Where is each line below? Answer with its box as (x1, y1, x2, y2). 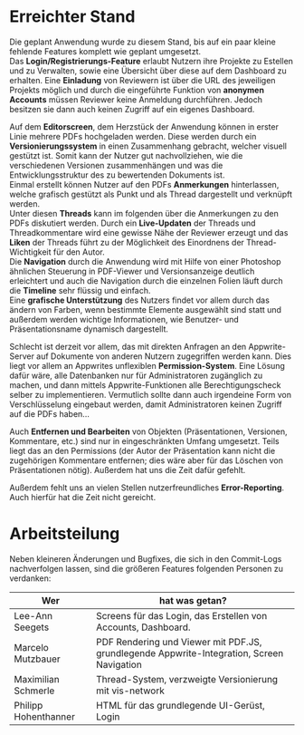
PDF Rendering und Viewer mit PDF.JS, (96, 635, 262, 648)
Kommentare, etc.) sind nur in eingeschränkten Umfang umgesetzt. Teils (9, 435, 280, 446)
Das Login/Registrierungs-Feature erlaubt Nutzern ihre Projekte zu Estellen (9, 55, 294, 66)
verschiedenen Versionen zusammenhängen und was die (9, 160, 223, 170)
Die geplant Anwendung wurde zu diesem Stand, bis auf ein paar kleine (9, 36, 276, 47)
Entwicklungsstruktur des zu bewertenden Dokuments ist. (9, 169, 225, 180)
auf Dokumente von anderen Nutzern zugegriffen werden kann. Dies (35, 351, 292, 362)
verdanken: (9, 573, 52, 584)
